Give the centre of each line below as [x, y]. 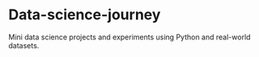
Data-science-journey [85, 15]
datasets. [24, 45]
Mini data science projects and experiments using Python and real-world [129, 37]
